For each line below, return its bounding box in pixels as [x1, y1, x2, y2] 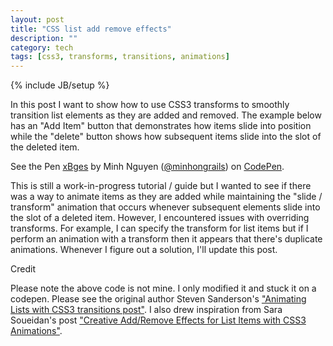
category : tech [10, 42, 74, 53]
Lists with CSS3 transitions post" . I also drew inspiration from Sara [10, 304, 283, 316]
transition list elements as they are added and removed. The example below [10, 109, 322, 121]
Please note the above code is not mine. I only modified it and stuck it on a [10, 282, 317, 295]
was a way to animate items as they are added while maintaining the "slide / [10, 191, 323, 203]
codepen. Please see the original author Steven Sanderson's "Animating [10, 293, 307, 305]
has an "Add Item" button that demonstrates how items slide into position [10, 120, 312, 132]
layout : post [10, 14, 65, 25]
